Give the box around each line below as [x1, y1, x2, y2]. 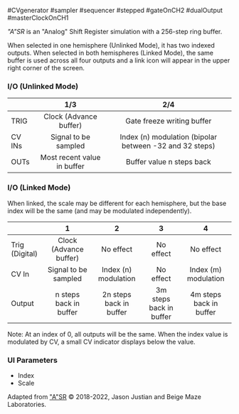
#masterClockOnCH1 [7, 13, 69, 22]
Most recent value [40, 153, 101, 163]
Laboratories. [7, 400, 47, 408]
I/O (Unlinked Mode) [7, 81, 79, 91]
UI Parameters [7, 355, 58, 365]
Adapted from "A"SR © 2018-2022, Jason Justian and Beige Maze [7, 392, 201, 401]
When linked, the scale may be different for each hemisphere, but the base [7, 199, 227, 207]
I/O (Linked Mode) [7, 183, 71, 192]
